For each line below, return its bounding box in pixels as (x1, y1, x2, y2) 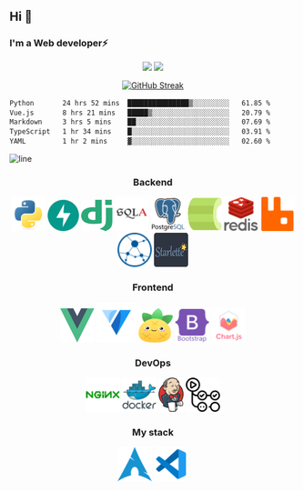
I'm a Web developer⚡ (9, 37, 109, 50)
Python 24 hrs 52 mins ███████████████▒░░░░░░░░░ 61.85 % (9, 98, 271, 107)
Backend (133, 175, 173, 188)
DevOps (135, 356, 171, 369)
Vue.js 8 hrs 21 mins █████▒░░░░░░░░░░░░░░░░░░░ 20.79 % (9, 108, 271, 117)
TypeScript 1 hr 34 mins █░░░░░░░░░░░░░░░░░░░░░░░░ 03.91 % (9, 127, 271, 136)
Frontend (132, 281, 174, 294)
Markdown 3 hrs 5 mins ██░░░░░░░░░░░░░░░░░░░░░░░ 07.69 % (9, 117, 271, 127)
